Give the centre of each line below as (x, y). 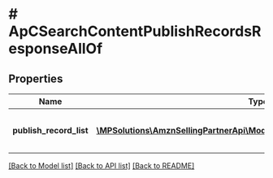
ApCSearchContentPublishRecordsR (135, 31)
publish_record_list (50, 130)
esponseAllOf (56, 49)
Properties (36, 78)
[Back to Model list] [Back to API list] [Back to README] (102, 166)
